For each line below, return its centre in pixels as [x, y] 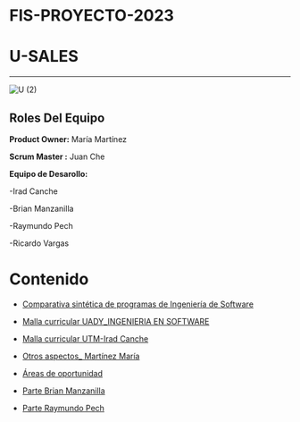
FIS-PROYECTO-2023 [92, 16]
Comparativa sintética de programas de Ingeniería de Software [138, 304]
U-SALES [44, 57]
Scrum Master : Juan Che [57, 156]
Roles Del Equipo [57, 118]
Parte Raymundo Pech [63, 408]
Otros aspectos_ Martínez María [81, 356]
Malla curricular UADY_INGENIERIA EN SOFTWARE [116, 321]
